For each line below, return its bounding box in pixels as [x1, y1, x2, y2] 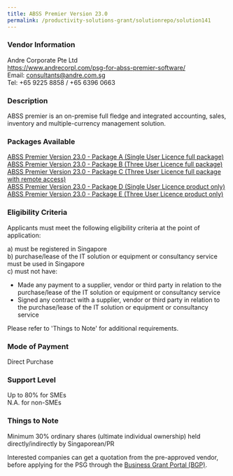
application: [7, 231, 41, 239]
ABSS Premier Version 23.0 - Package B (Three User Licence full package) [7, 160, 223, 168]
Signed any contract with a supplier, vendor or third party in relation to [17, 296, 220, 304]
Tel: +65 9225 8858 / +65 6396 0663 [7, 78, 115, 86]
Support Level [7, 375, 56, 385]
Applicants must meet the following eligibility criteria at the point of [7, 223, 201, 232]
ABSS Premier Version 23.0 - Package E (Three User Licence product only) [7, 190, 224, 199]
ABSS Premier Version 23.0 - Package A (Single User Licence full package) [7, 152, 224, 161]
